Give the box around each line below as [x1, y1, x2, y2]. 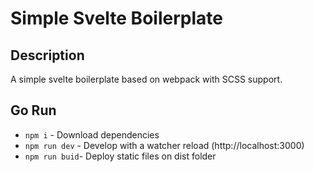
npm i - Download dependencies [24, 128, 160, 141]
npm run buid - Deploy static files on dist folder [24, 150, 217, 162]
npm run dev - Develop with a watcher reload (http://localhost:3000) [24, 139, 305, 151]
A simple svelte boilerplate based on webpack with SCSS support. [10, 73, 283, 85]
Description [10, 47, 85, 64]
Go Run [10, 102, 57, 119]
